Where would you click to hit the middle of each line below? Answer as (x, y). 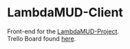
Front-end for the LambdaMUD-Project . (63, 31)
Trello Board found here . (42, 38)
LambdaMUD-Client (65, 13)
